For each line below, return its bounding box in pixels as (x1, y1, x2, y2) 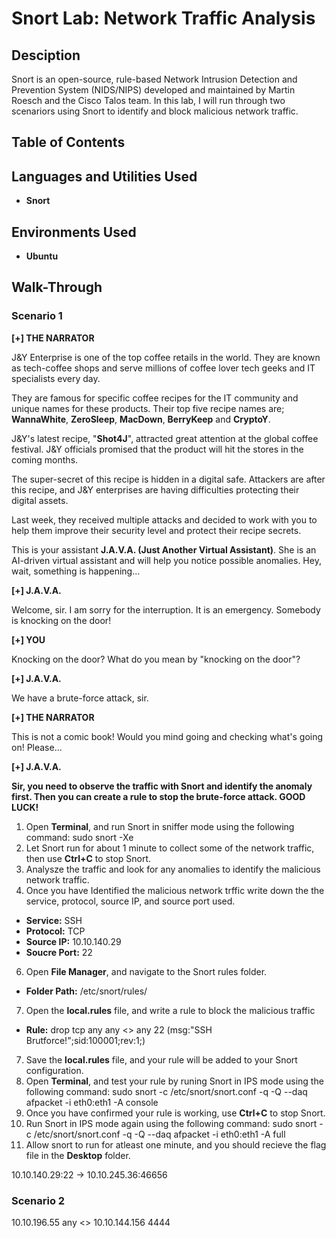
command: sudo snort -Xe (25, 831, 134, 843)
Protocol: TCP (25, 925, 86, 937)
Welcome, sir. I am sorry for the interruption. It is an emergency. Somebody (11, 603, 321, 616)
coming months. (11, 453, 79, 466)
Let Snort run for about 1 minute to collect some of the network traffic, (25, 842, 315, 854)
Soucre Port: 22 (25, 946, 93, 958)
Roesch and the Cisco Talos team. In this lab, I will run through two (11, 95, 286, 106)
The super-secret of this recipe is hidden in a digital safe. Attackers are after (11, 473, 326, 485)
